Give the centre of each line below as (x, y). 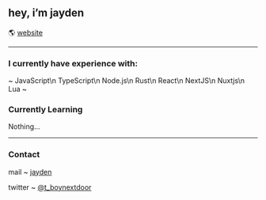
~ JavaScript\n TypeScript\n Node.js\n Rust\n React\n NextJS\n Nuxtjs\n (127, 81)
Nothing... (25, 126)
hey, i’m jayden (46, 13)
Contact (24, 155)
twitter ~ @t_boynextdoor (50, 187)
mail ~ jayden (30, 172)
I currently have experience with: (73, 63)
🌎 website (26, 32)
